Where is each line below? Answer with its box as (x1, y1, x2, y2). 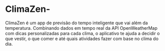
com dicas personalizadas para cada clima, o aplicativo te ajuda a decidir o (5, 30, 160, 36)
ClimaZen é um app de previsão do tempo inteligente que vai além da (5, 20, 148, 26)
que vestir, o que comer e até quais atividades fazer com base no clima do (5, 36, 159, 42)
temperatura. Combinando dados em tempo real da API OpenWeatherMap (5, 25, 157, 31)
